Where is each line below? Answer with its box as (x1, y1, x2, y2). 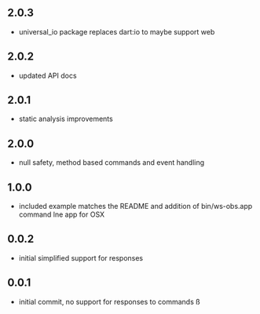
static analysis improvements (18, 114, 113, 124)
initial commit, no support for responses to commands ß (18, 297, 201, 306)
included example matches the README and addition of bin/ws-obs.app (18, 202, 253, 211)
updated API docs (18, 71, 77, 80)
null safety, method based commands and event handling (18, 158, 205, 167)
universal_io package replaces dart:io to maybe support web (18, 27, 215, 36)
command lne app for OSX (18, 210, 105, 219)
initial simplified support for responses (18, 253, 144, 262)
